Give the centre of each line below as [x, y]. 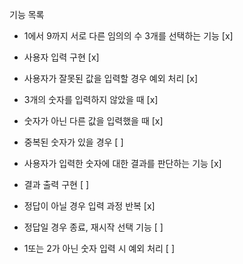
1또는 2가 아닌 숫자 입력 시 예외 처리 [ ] [99, 248]
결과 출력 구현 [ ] [56, 184]
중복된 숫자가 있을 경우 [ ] [73, 142]
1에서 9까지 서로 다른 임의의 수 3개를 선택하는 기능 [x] [128, 36]
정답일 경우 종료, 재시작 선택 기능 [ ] [93, 227]
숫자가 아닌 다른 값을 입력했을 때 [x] [93, 121]
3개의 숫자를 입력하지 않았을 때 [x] [91, 99]
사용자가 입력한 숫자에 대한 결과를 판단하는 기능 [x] [122, 163]
